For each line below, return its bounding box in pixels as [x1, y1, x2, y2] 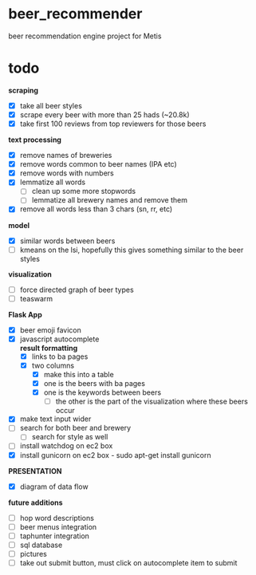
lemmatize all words [19, 177, 86, 187]
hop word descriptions [19, 513, 94, 522]
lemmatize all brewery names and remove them [31, 195, 187, 205]
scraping [8, 85, 38, 95]
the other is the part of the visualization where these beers [55, 396, 249, 407]
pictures [19, 549, 48, 558]
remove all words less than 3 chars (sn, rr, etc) [19, 204, 173, 214]
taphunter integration [19, 531, 90, 541]
